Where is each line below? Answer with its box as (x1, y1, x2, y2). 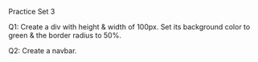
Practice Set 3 (8, 7, 55, 16)
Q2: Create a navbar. (8, 46, 77, 55)
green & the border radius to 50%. (8, 31, 122, 40)
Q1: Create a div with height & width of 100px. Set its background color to (8, 22, 251, 31)
